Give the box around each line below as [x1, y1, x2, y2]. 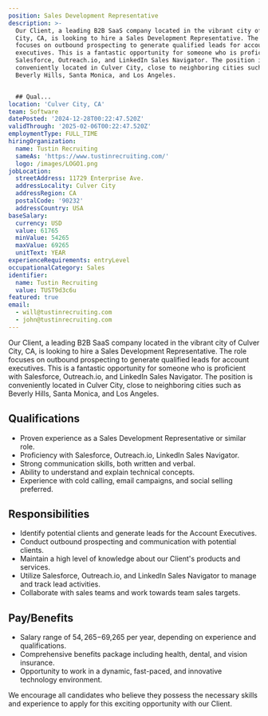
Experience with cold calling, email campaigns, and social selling [19, 475, 233, 485]
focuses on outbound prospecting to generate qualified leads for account [8, 354, 250, 364]
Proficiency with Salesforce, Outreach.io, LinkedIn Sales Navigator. [19, 450, 240, 460]
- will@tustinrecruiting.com [15, 309, 112, 317]
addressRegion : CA [15, 190, 77, 198]
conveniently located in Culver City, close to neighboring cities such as [8, 380, 242, 390]
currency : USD [15, 219, 62, 227]
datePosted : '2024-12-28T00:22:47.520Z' [8, 115, 145, 123]
